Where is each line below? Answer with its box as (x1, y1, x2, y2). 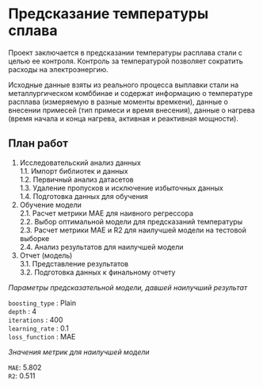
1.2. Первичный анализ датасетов (19, 174, 134, 184)
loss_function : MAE (8, 331, 76, 341)
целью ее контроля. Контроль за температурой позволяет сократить (8, 56, 243, 66)
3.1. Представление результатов (19, 259, 129, 268)
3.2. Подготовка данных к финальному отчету (19, 267, 176, 277)
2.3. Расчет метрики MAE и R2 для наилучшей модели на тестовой (19, 225, 247, 235)
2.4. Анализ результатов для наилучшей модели (19, 242, 184, 251)
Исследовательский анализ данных (19, 158, 141, 167)
